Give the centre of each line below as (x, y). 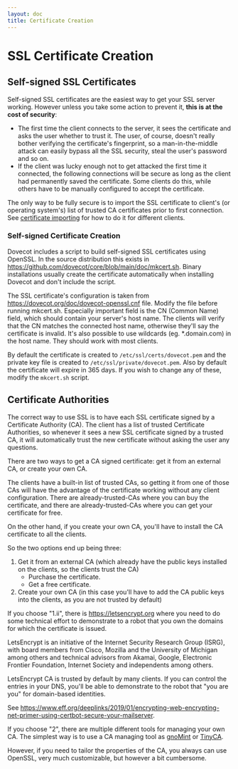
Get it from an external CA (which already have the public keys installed (122, 561)
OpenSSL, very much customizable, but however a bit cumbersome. (107, 758)
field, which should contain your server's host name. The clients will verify (116, 318)
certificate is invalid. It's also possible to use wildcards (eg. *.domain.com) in (119, 333)
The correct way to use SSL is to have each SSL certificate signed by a (111, 417)
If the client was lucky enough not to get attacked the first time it (112, 166)
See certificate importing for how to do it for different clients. (96, 217)
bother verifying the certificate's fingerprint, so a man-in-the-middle (118, 143)
